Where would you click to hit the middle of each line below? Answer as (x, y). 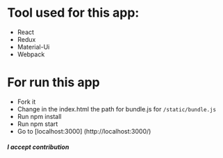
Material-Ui (33, 47)
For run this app (53, 82)
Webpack (31, 54)
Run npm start (38, 124)
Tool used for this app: (73, 13)
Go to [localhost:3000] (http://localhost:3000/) (84, 131)
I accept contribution (38, 147)
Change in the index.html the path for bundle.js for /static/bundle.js (117, 109)
